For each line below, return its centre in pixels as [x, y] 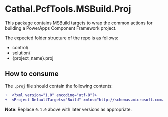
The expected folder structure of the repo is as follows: [62, 38]
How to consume [32, 74]
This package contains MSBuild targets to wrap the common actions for [79, 23]
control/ [20, 47]
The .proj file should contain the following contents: [59, 86]
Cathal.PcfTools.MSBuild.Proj [68, 9]
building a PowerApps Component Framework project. [61, 28]
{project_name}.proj [33, 58]
